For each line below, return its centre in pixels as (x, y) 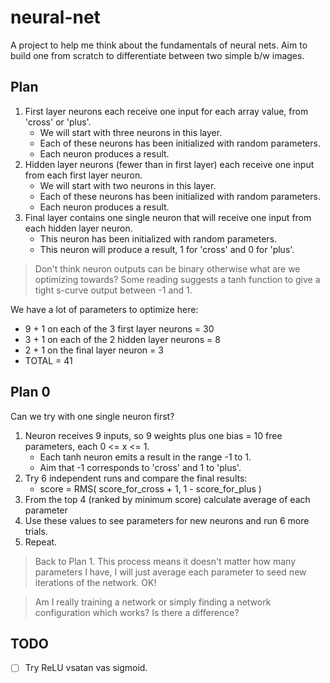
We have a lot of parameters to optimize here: (104, 309)
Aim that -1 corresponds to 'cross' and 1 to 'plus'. (140, 467)
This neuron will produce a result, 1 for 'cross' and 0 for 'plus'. (167, 249)
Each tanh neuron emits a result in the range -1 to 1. (145, 457)
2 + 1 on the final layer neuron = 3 (94, 350)
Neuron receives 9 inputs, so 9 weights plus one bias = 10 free (153, 435)
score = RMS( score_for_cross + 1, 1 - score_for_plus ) (150, 488)
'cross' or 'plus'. (58, 122)
